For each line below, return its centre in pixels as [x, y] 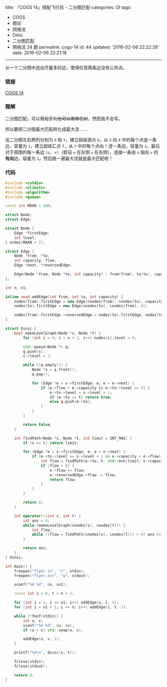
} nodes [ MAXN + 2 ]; [25, 242]
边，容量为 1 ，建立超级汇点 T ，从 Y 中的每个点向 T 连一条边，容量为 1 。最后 [83, 146]
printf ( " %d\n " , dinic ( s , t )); [45, 653]
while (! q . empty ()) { [45, 365]
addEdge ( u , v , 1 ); [42, 639]
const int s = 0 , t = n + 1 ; [44, 593]
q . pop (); [41, 375]
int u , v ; [33, 621]
